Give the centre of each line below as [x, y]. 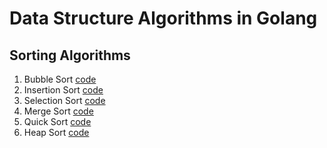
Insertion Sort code [63, 90]
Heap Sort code [56, 132]
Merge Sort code [58, 111]
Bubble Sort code [60, 79]
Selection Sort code [64, 100]
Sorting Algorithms [70, 55]
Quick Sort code [57, 121]
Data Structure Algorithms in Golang [163, 18]
